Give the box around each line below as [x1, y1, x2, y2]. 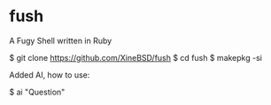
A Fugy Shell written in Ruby [9, 35, 112, 46]
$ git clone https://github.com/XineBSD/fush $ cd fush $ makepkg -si [9, 52, 263, 63]
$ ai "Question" [9, 86, 66, 97]
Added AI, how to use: [9, 69, 90, 80]
